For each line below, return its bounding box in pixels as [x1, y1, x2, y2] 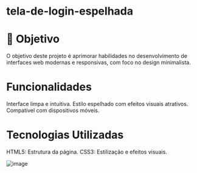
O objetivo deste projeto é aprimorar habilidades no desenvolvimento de [6, 52, 187, 60]
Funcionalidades [6, 80, 92, 94]
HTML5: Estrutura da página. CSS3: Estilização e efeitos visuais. [6, 148, 167, 155]
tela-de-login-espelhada [6, 4, 134, 18]
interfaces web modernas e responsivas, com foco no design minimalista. [6, 59, 192, 66]
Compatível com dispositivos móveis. [6, 107, 100, 114]
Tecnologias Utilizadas [6, 128, 124, 142]
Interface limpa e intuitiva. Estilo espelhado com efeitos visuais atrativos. [6, 101, 188, 108]
